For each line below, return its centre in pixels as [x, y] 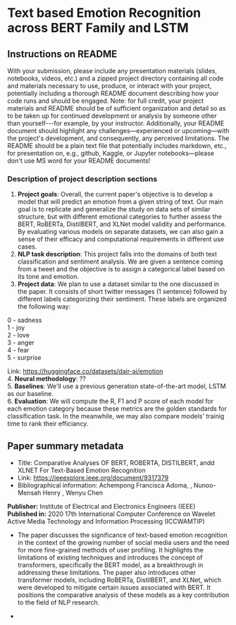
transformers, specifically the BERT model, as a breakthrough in [110, 565]
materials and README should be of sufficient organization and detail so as [117, 108]
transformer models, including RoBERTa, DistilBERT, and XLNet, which [119, 580]
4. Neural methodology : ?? [46, 379]
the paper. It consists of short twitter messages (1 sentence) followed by [122, 292]
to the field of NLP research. [58, 602]
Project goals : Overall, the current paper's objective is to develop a [115, 194]
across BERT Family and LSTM [98, 28]
